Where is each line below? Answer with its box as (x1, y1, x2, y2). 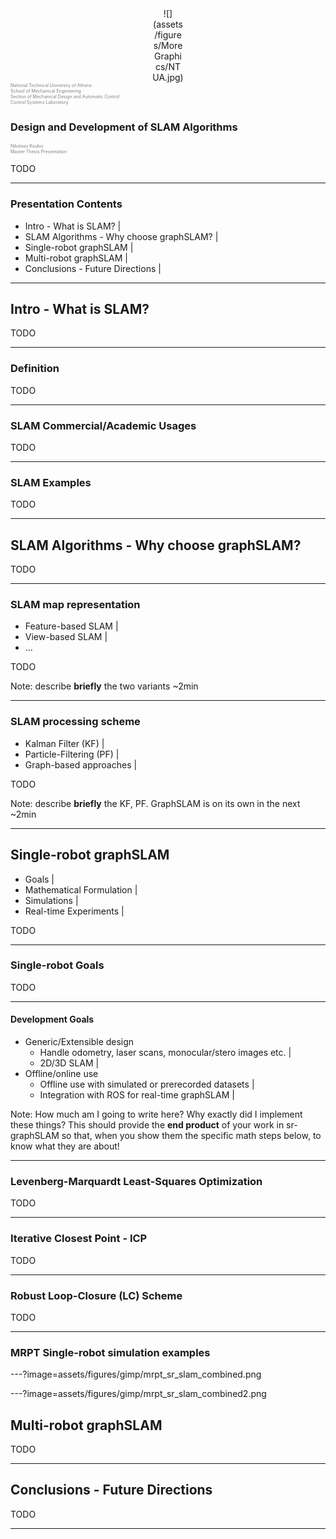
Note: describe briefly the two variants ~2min (10, 680, 199, 692)
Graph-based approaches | (24, 758, 138, 771)
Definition (10, 362, 60, 376)
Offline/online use (24, 1068, 99, 1080)
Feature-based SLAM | (24, 620, 119, 632)
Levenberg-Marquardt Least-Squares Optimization (10, 1174, 263, 1188)
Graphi (154, 50, 182, 62)
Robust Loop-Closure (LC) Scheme (10, 1288, 183, 1302)
